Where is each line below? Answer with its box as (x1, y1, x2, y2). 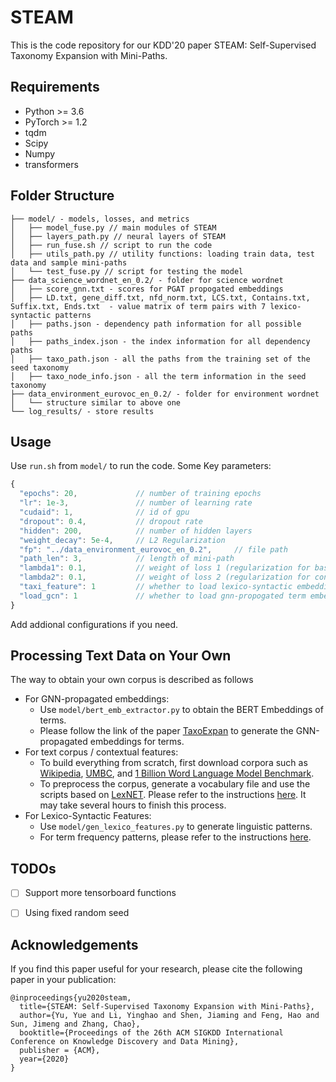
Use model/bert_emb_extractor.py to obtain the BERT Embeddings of (39, 704, 324, 716)
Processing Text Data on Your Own (10, 647, 232, 665)
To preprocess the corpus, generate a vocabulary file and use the (39, 778, 311, 790)
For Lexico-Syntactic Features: (24, 810, 152, 822)
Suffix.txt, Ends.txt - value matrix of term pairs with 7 (10, 301, 267, 311)
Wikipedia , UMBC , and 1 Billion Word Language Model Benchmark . (39, 767, 315, 780)
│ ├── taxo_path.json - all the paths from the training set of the (10, 354, 311, 364)
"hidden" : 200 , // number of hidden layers (19, 526, 253, 536)
